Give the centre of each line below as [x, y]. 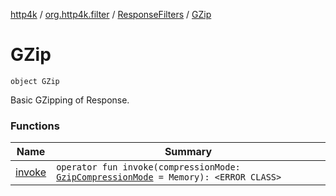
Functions [35, 126]
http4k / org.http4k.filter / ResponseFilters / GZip [111, 14]
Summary [188, 152]
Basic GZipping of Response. [70, 100]
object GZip [35, 81]
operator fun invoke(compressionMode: [148, 167]
